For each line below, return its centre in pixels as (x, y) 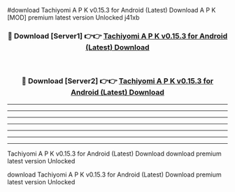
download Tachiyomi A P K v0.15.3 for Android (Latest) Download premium (114, 175)
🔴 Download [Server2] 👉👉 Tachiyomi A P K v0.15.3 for (117, 81)
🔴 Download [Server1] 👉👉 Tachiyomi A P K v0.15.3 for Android (117, 36)
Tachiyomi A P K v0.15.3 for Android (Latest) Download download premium (114, 154)
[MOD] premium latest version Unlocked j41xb (73, 17)
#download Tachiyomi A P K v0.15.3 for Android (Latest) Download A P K (112, 10)
